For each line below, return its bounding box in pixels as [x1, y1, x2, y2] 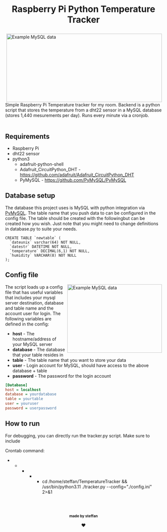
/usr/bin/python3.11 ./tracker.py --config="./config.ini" [42, 484, 152, 490]
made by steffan [69, 514, 98, 519]
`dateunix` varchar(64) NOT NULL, [9, 240, 81, 245]
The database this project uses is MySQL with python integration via [5, 205, 145, 211]
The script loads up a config [5, 284, 63, 290]
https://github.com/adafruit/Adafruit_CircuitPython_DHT [19, 172, 134, 178]
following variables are [5, 316, 52, 321]
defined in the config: [5, 321, 49, 327]
